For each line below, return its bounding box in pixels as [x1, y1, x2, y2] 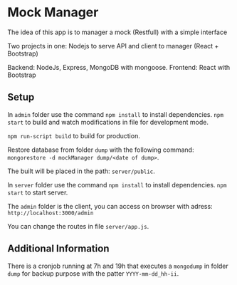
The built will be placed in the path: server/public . [7, 167, 155, 175]
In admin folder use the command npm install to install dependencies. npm [7, 110, 224, 118]
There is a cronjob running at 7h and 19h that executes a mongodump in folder [7, 261, 229, 270]
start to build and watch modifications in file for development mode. [7, 118, 209, 126]
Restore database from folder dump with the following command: [7, 145, 194, 154]
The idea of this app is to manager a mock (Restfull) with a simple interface [7, 28, 228, 36]
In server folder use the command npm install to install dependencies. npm [7, 180, 227, 189]
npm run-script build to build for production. [7, 131, 140, 140]
